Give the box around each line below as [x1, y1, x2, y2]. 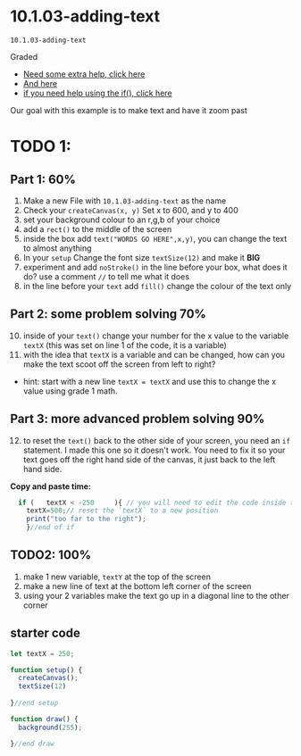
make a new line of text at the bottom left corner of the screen [22, 580, 252, 591]
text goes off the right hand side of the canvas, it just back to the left [22, 453, 276, 465]
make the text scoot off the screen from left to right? [22, 359, 216, 370]
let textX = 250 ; [10, 649, 75, 658]
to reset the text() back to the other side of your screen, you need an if [22, 435, 291, 445]
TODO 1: [10, 137, 72, 157]
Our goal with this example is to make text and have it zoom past [10, 104, 248, 115]
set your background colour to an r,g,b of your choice [22, 214, 221, 225]
